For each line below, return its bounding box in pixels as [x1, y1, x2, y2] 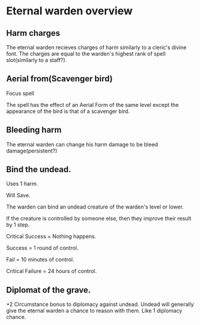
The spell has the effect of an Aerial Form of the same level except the [6, 101, 179, 108]
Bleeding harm [6, 125, 61, 135]
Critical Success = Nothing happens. [6, 233, 97, 240]
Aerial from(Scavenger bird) [6, 73, 113, 84]
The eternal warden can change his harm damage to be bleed [6, 140, 158, 148]
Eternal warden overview [6, 4, 133, 18]
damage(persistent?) [6, 147, 58, 154]
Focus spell [6, 90, 35, 97]
